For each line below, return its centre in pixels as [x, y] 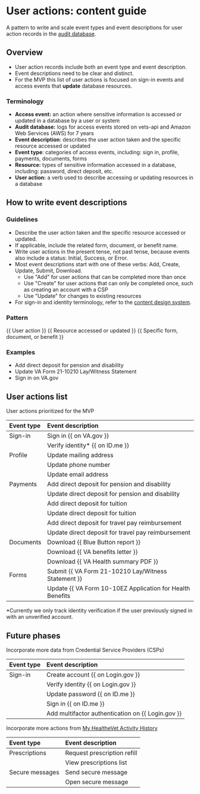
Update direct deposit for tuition [92, 513]
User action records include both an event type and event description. [101, 67]
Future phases [33, 636]
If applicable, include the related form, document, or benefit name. [96, 245]
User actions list [37, 396]
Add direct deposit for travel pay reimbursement [114, 523]
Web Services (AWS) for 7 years [54, 133]
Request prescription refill [101, 753]
